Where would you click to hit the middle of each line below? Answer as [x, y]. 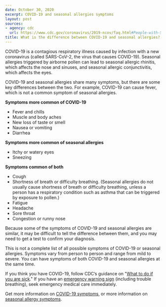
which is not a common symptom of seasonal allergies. [61, 93]
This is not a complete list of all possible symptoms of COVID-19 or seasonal [83, 248]
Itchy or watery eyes [33, 152]
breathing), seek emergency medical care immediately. [61, 284]
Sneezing [22, 157]
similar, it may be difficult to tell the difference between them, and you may [81, 233]
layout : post [19, 19]
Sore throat [24, 213]
